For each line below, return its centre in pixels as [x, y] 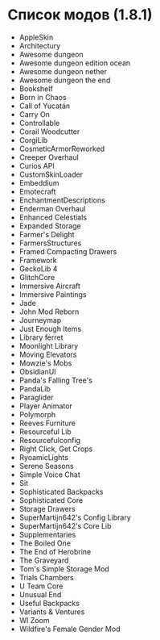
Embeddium [39, 182]
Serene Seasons [46, 466]
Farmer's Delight [47, 234]
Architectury [40, 45]
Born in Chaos [43, 97]
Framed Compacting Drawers [68, 251]
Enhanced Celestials [53, 217]
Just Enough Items [50, 328]
